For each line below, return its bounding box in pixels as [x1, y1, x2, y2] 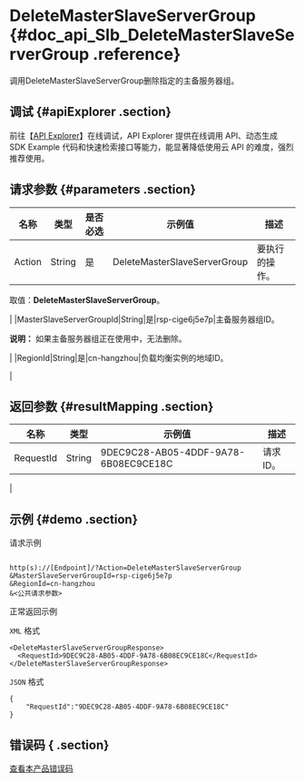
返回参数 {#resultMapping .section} [9, 398, 214, 414]
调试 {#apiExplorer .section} [9, 104, 172, 120]
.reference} [92, 44, 182, 64]
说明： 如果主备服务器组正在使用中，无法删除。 [9, 333, 187, 344]
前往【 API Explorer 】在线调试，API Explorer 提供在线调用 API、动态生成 [9, 130, 279, 141]
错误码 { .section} [9, 737, 110, 753]
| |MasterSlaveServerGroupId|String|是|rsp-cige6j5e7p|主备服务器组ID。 [9, 314, 280, 325]
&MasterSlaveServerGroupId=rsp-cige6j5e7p [9, 572, 172, 581]
